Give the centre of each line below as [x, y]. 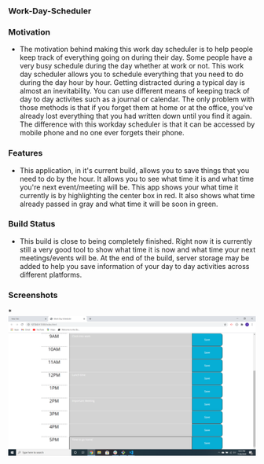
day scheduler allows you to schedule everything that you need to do [131, 74]
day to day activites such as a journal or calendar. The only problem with [137, 99]
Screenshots [33, 295]
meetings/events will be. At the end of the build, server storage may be [134, 258]
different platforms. [51, 274]
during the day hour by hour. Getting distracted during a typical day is [132, 83]
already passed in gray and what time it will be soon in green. [119, 204]
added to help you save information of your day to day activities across [134, 266]
